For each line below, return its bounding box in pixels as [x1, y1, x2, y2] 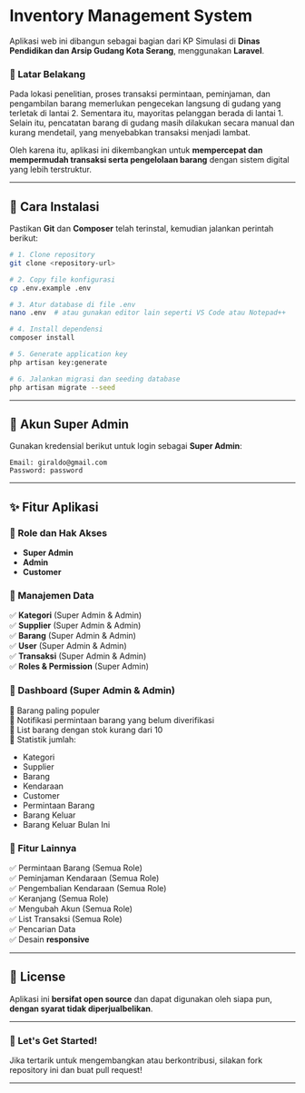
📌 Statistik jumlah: [9, 733, 77, 745]
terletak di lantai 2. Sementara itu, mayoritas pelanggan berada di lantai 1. [9, 108, 284, 119]
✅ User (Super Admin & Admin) [9, 641, 127, 651]
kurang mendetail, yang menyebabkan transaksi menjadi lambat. [9, 127, 251, 138]
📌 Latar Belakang [9, 67, 86, 80]
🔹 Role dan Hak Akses [9, 526, 107, 539]
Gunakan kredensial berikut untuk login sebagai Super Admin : [9, 441, 242, 452]
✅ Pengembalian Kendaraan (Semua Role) [9, 882, 167, 893]
